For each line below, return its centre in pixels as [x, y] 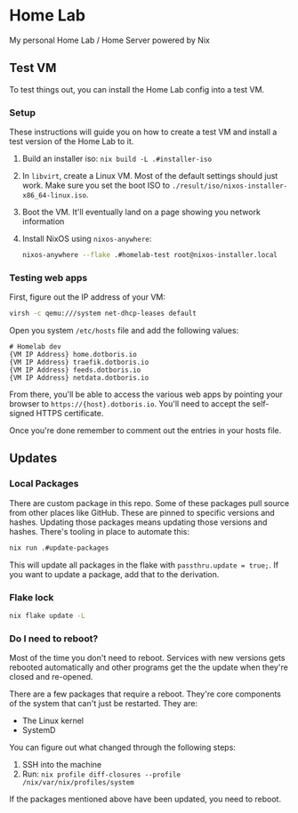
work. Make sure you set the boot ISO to [96, 185]
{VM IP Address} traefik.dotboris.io [79, 362]
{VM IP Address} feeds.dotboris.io [75, 370]
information [43, 221]
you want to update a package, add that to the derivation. [114, 574]
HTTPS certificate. [70, 414]
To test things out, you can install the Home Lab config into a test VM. [137, 89]
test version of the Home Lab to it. [72, 141]
